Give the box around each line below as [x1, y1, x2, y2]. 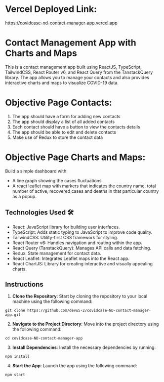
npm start [5, 372, 26, 378]
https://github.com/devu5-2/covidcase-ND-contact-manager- [27, 308, 152, 313]
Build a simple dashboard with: [5, 168, 68, 174]
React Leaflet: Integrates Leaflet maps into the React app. [12, 255, 130, 261]
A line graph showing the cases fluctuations [12, 177, 102, 183]
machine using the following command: [12, 298, 93, 304]
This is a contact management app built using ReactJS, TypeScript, [5, 64, 142, 70]
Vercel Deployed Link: [5, 3, 97, 15]
